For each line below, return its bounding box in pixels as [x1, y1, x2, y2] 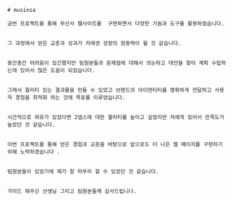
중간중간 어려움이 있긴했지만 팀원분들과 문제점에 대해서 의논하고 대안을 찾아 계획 [7, 60, 209, 67]
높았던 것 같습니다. [7, 121, 55, 128]
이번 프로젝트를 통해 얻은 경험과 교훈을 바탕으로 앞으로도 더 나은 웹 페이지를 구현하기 [7, 141, 223, 148]
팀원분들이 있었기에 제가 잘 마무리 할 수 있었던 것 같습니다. [7, 168, 159, 175]
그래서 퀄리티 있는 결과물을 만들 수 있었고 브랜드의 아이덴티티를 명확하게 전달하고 [7, 87, 212, 94]
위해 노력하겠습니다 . [7, 148, 60, 155]
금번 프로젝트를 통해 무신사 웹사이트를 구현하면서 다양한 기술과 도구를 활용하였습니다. [7, 20, 225, 27]
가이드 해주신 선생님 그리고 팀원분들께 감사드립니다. [7, 188, 137, 195]
